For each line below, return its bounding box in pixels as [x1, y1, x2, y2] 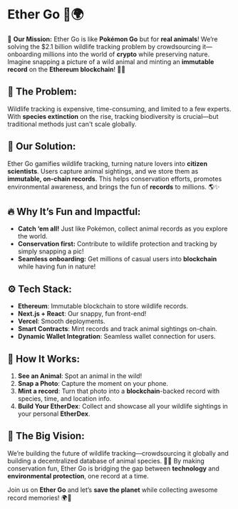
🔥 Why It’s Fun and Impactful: [7, 205, 141, 218]
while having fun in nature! [17, 262, 96, 271]
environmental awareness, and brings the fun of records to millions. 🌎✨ [7, 182, 220, 191]
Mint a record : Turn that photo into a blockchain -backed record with [17, 387, 220, 395]
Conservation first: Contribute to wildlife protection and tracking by [17, 240, 217, 248]
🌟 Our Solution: [7, 140, 76, 152]
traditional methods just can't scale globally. [7, 120, 137, 128]
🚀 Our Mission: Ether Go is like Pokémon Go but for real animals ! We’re [7, 34, 218, 43]
